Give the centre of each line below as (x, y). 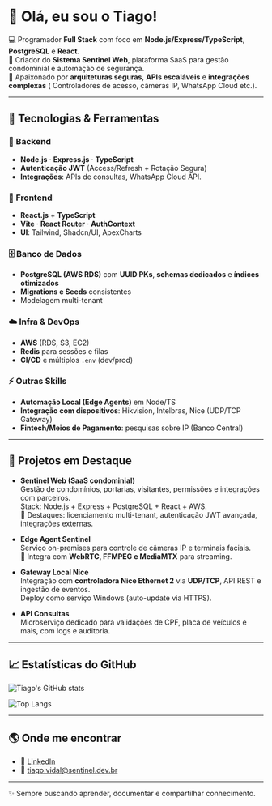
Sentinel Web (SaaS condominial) (78, 480)
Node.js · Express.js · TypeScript (76, 159)
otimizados (39, 284)
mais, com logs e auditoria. (65, 630)
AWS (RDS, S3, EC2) (55, 343)
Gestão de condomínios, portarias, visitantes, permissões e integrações (140, 488)
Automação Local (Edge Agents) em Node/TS (98, 402)
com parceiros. (45, 497)
